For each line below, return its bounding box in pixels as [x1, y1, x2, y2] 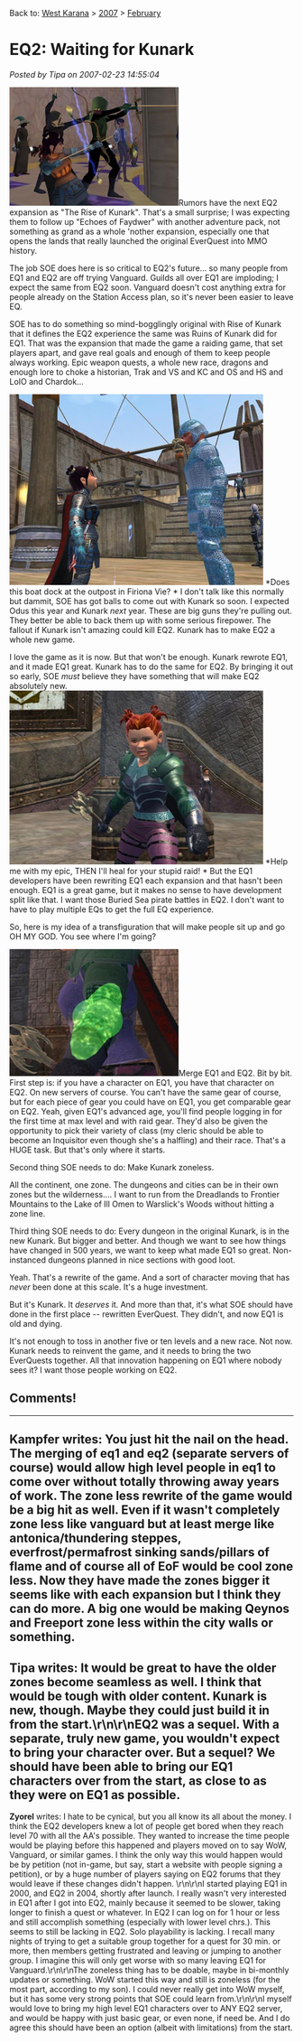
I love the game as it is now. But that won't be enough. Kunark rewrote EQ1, [9, 651, 289, 662]
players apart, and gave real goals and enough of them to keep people [9, 347, 271, 358]
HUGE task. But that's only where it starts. [9, 1144, 166, 1155]
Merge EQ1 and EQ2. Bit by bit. [179, 1068, 293, 1078]
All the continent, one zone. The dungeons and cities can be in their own [9, 1179, 280, 1190]
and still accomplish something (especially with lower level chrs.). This [9, 1916, 271, 1927]
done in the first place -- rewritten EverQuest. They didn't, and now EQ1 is [9, 1309, 284, 1319]
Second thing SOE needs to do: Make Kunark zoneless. [9, 1161, 215, 1172]
